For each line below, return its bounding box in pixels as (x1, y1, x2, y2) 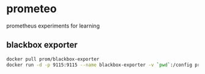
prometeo (6, 2, 57, 16)
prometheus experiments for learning (6, 22, 100, 29)
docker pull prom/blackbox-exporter (6, 56, 99, 62)
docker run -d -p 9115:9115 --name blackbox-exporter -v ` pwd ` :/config (6, 62, 192, 68)
